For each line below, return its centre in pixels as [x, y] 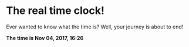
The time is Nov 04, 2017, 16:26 [45, 38]
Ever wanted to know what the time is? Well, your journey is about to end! [95, 27]
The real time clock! [55, 11]
